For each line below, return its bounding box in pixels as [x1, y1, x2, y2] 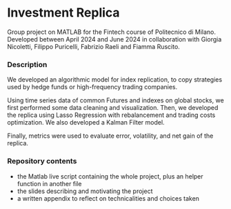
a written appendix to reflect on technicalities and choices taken [17, 194, 200, 202]
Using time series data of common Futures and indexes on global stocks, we [7, 96, 224, 104]
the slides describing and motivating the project [17, 187, 153, 195]
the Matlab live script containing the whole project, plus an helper [17, 172, 203, 181]
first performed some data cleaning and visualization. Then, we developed [7, 104, 219, 112]
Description [7, 60, 48, 69]
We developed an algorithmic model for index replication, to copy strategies [7, 75, 223, 84]
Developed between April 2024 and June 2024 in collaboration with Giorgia [7, 35, 222, 43]
